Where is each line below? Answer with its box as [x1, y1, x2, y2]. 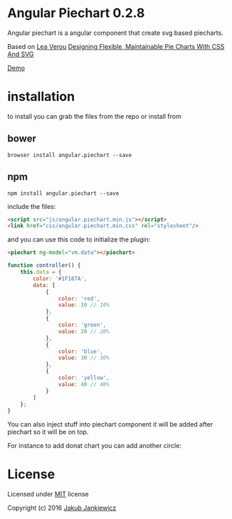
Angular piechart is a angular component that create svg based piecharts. [7, 28, 224, 37]
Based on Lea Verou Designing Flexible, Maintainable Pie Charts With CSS [7, 42, 225, 50]
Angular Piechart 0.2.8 [7, 5, 145, 21]
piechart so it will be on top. [7, 428, 89, 437]
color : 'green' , [58, 321, 107, 328]
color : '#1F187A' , [33, 275, 88, 282]
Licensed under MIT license [7, 490, 89, 498]
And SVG [7, 50, 34, 58]
